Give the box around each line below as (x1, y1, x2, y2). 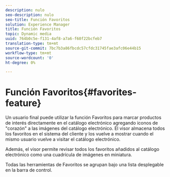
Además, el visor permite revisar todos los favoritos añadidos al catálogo (5, 146, 160, 152)
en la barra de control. (5, 167, 52, 173)
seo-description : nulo (5, 12, 54, 17)
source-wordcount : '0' (5, 55, 54, 61)
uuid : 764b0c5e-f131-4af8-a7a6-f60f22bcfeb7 (5, 36, 102, 42)
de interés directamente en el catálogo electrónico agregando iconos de (5, 120, 158, 126)
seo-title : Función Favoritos (5, 17, 70, 22)
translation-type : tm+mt (5, 41, 59, 46)
